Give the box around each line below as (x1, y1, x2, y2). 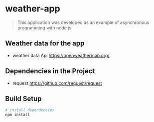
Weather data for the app (5, 39, 85, 48)
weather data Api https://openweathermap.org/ (12, 52, 110, 58)
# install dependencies (5, 108, 55, 113)
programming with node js (17, 24, 71, 30)
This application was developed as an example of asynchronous (17, 19, 150, 25)
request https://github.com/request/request (12, 80, 102, 86)
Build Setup (5, 94, 42, 103)
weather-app (5, 3, 61, 14)
